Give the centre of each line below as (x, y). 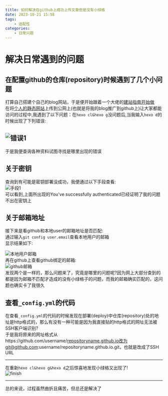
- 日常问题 (24, 33)
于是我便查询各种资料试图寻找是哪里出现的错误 (53, 151)
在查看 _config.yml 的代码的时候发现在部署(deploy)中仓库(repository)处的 (80, 316)
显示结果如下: (19, 243)
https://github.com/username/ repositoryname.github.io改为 (66, 341)
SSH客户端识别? (22, 328)
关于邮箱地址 (25, 218)
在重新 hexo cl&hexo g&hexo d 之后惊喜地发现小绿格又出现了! (67, 368)
